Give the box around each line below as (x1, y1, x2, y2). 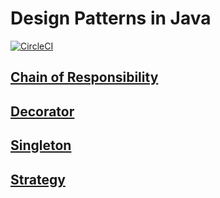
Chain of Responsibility (10, 69, 159, 86)
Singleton (10, 137, 72, 154)
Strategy (10, 171, 66, 188)
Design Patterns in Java (10, 7, 212, 30)
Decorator (10, 103, 75, 120)
